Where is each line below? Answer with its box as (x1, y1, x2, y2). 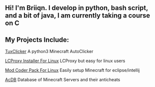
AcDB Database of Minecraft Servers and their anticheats (5, 77, 120, 83)
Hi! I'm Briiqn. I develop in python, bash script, (5, 4, 148, 12)
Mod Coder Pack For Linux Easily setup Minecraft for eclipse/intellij (5, 68, 140, 73)
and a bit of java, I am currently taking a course (5, 12, 150, 20)
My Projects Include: (5, 35, 69, 44)
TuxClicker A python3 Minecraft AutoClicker (5, 49, 94, 54)
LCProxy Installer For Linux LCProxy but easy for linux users (5, 58, 125, 64)
